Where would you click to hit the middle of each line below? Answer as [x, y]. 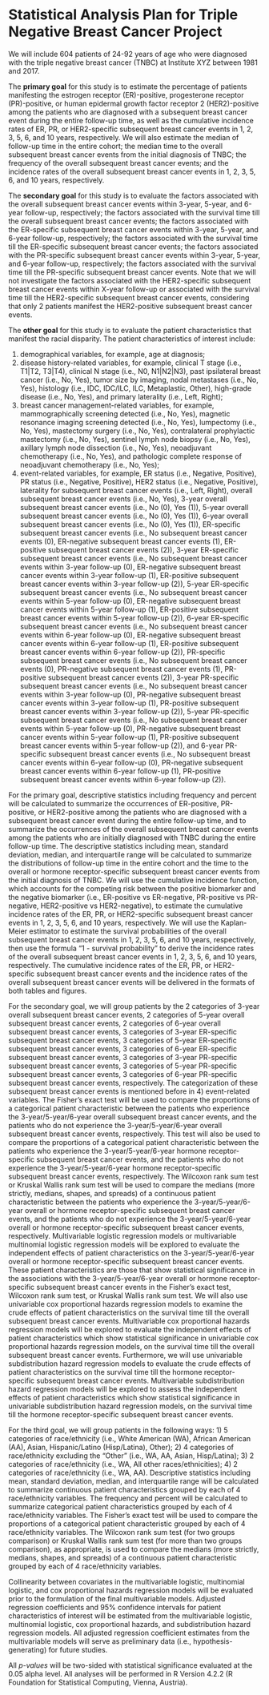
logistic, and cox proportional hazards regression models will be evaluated [131, 1590]
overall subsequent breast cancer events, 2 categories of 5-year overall [126, 1014]
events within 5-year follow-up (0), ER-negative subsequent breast [130, 600]
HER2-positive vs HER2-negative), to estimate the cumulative [142, 906]
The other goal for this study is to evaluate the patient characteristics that [130, 330]
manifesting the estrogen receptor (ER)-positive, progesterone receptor [126, 94]
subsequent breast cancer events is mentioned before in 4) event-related [129, 1091]
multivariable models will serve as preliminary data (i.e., [100, 1641]
